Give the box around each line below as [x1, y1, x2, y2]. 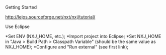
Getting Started [5, 4, 37, 10]
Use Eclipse [5, 23, 30, 29]
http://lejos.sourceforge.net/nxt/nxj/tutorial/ [5, 14, 96, 19]
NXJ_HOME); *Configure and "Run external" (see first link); [5, 44, 129, 49]
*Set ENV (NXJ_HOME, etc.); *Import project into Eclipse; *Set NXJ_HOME [5, 33, 161, 39]
